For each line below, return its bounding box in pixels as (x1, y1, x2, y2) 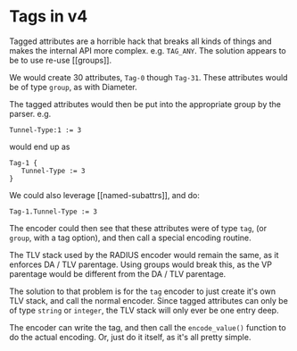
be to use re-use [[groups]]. (9, 54, 112, 65)
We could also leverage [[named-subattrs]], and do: (9, 189, 201, 200)
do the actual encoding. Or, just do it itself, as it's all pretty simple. (9, 331, 252, 342)
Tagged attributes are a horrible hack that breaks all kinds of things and (9, 36, 272, 46)
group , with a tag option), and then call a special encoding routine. (9, 232, 252, 243)
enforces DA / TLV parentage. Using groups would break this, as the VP (9, 259, 272, 270)
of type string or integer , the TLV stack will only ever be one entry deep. (9, 305, 279, 315)
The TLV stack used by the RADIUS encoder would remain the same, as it (9, 249, 279, 260)
